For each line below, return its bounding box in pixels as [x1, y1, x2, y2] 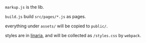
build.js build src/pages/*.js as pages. [5, 14, 86, 19]
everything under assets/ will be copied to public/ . [5, 23, 108, 29]
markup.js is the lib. [5, 4, 44, 10]
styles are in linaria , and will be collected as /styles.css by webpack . [5, 33, 141, 38]
